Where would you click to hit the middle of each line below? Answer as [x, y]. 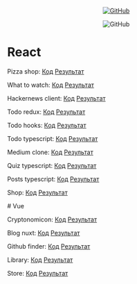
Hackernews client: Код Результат [56, 98]
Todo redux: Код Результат [46, 112]
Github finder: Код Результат [49, 246]
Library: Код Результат [40, 260]
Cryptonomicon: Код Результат [52, 219]
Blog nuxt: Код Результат [44, 233]
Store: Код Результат [38, 273]
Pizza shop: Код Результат [46, 71]
